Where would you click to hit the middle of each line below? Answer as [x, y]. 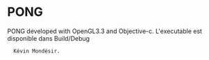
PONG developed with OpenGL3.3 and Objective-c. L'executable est [105, 31]
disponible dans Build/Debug [49, 38]
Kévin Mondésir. [37, 51]
